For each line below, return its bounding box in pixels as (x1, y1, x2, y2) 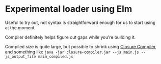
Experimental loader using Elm (5, 3, 133, 15)
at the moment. (5, 24, 36, 30)
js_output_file (5, 54, 36, 59)
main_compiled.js (38, 54, 74, 59)
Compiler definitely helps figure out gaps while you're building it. (5, 34, 136, 40)
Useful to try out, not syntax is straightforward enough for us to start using (5, 20, 156, 25)
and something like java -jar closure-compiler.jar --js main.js (5, 49, 139, 55)
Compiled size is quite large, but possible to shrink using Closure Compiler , (5, 43, 157, 49)
